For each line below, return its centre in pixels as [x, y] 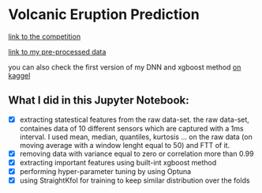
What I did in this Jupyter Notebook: [99, 100]
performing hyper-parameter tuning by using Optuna [105, 171]
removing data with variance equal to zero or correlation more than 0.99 [137, 153]
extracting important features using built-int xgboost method [118, 162]
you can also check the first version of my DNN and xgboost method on [125, 67]
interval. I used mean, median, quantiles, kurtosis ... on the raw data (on [136, 137]
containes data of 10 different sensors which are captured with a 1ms [131, 128]
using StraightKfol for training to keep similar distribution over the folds [135, 180]
